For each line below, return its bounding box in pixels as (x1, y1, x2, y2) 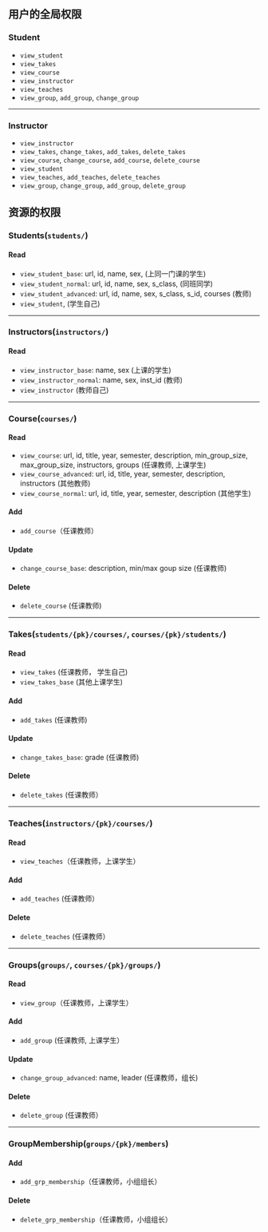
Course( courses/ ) (8, 413, 77, 424)
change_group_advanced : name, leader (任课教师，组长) (19, 1073, 199, 1083)
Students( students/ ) (8, 230, 89, 241)
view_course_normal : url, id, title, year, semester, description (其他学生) (19, 488, 251, 497)
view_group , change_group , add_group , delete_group (19, 180, 186, 190)
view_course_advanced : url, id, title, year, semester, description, (19, 469, 226, 478)
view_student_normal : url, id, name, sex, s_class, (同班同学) (19, 279, 214, 288)
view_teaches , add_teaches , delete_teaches (19, 172, 161, 181)
